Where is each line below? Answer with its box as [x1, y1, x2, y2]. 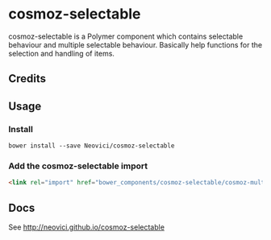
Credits [8, 72, 47, 85]
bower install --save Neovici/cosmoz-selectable [8, 142, 175, 150]
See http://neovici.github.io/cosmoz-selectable [8, 222, 165, 232]
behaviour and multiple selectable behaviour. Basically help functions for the [8, 39, 263, 49]
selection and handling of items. [8, 48, 115, 58]
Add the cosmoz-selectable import [8, 160, 148, 172]
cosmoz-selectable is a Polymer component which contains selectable [8, 31, 244, 41]
